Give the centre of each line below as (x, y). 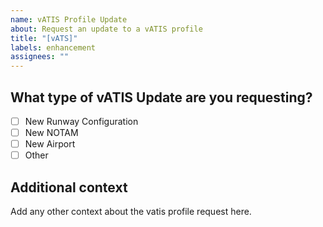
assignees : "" (40, 57)
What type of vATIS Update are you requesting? (161, 97)
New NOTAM (51, 132)
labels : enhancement (53, 47)
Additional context (69, 187)
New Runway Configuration (81, 121)
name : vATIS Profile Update (69, 19)
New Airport (50, 144)
